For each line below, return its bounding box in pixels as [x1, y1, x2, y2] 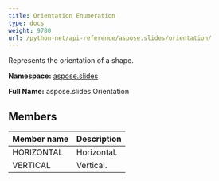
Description [76, 133, 122, 144]
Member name [12, 133, 69, 144]
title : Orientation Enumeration [8, 11, 115, 20]
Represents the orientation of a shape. [8, 56, 134, 65]
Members [8, 109, 57, 124]
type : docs [8, 19, 45, 27]
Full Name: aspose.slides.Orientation [8, 87, 130, 96]
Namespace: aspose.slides [8, 71, 99, 81]
